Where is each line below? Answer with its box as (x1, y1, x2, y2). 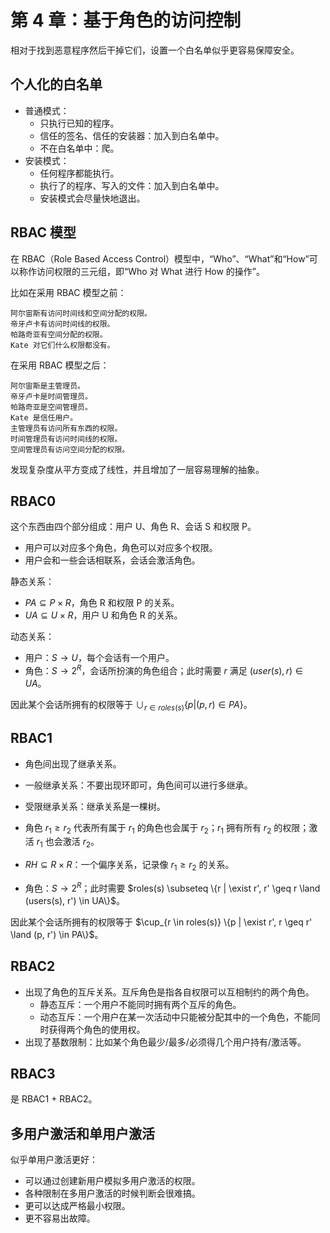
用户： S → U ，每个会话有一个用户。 (24, 652, 175, 664)
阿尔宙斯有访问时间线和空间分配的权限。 (10, 308, 152, 318)
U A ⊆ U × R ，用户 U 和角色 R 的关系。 (24, 609, 183, 621)
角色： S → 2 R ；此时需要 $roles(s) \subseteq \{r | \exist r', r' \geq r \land (24, 881, 321, 894)
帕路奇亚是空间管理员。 (10, 402, 93, 412)
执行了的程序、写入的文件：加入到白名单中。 (39, 179, 225, 191)
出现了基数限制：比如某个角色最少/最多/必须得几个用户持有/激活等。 (24, 1036, 307, 1048)
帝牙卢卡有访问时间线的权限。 (10, 319, 115, 329)
